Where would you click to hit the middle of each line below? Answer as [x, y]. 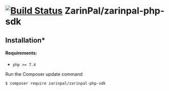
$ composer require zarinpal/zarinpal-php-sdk [55, 83]
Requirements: [21, 53]
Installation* [25, 40]
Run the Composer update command [44, 74]
